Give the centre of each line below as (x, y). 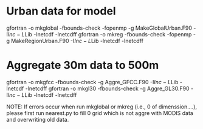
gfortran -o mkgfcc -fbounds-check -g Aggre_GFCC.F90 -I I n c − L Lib (92, 82)
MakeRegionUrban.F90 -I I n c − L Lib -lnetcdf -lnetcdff (77, 41)
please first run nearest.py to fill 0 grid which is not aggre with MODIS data (100, 113)
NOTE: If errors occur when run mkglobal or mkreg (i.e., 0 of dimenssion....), (102, 107)
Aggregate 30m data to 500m (83, 65)
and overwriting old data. (38, 119)
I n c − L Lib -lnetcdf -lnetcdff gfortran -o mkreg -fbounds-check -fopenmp (100, 34)
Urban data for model (61, 11)
